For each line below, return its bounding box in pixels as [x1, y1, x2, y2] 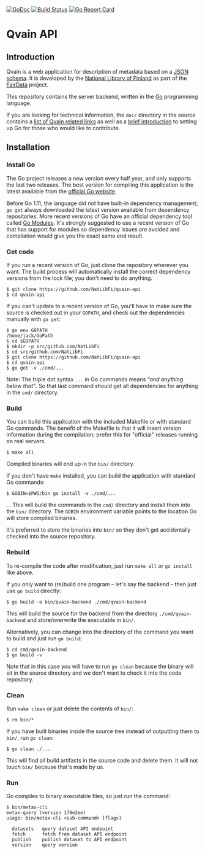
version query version [12, 842, 78, 848]
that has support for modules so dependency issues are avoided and [6, 225, 180, 233]
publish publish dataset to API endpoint [12, 837, 127, 843]
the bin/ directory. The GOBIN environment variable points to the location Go [6, 508, 197, 515]
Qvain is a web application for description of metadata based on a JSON [6, 68, 188, 75]
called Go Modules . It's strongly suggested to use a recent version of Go [6, 219, 190, 227]
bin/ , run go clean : [6, 734, 54, 741]
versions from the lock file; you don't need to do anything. [6, 274, 153, 282]
